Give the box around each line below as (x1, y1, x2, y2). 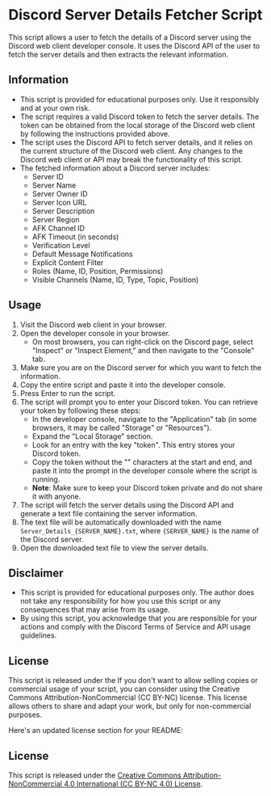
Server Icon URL (31, 197, 87, 207)
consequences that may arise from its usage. (19, 604, 171, 615)
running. (31, 474, 60, 484)
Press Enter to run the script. (19, 388, 116, 398)
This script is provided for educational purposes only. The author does (19, 588, 255, 597)
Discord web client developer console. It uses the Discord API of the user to (8, 40, 261, 50)
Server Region (31, 214, 80, 224)
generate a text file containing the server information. (19, 508, 198, 518)
